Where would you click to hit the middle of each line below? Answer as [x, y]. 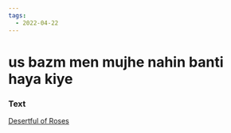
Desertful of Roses [39, 120]
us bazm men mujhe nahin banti [116, 62]
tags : [17, 15]
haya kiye [41, 79]
